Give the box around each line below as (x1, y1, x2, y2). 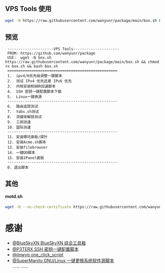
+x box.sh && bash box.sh (5, 64, 58, 69)
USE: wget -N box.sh (7, 55, 52, 60)
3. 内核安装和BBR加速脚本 (7, 83, 56, 89)
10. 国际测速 (7, 125, 31, 130)
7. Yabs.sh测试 (7, 109, 39, 114)
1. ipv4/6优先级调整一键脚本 (7, 73, 62, 78)
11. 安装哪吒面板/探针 (7, 134, 48, 139)
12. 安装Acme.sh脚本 (7, 140, 47, 145)
